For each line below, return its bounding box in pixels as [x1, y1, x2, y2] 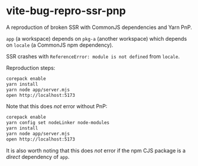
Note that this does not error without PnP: [6, 103, 108, 110]
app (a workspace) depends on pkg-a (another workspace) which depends [6, 35, 187, 42]
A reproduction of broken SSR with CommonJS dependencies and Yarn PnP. [6, 24, 192, 31]
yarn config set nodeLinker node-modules [6, 120, 110, 126]
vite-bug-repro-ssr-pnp [6, 4, 126, 18]
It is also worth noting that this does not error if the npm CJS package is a [6, 147, 186, 154]
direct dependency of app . [6, 153, 70, 160]
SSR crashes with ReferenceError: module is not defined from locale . [6, 53, 180, 60]
